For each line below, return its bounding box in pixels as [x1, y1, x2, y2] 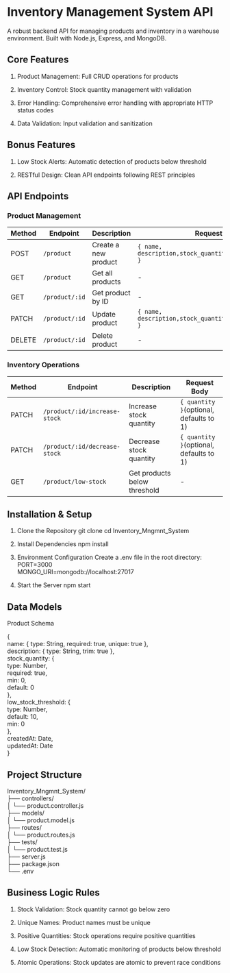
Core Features [7, 54, 69, 66]
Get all [92, 269, 113, 278]
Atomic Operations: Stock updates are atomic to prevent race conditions [16, 958, 221, 966]
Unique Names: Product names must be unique [16, 918, 151, 926]
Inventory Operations [7, 360, 80, 370]
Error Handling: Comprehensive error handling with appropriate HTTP [16, 99, 214, 107]
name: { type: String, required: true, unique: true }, [7, 640, 149, 648]
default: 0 [7, 683, 34, 692]
